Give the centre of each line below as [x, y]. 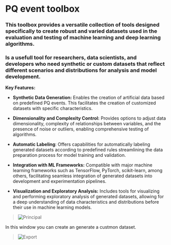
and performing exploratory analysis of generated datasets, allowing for [88, 197]
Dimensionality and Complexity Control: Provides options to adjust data [89, 118]
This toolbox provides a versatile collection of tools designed [82, 25]
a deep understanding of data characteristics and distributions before [86, 202]
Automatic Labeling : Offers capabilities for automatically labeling [81, 144]
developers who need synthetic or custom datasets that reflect [85, 64]
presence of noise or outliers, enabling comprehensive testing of [81, 129]
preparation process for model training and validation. [69, 155]
